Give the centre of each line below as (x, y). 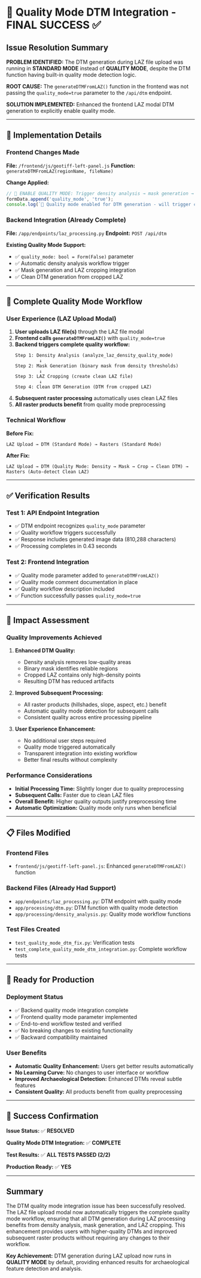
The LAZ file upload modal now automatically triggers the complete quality (98, 1213)
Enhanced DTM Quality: (45, 651)
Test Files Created (33, 930)
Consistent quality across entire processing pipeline (88, 717)
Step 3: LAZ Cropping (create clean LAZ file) (74, 377)
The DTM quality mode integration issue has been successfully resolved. (96, 1206)
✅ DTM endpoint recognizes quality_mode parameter (80, 526)
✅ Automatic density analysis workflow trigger (72, 263)
